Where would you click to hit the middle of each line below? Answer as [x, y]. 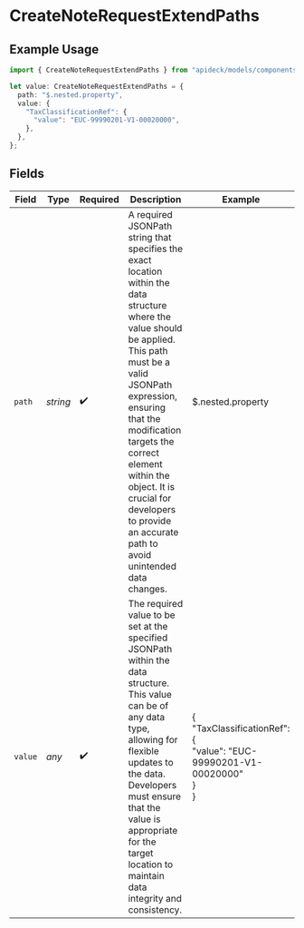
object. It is [151, 486]
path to [143, 543]
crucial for [150, 498]
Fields [27, 174]
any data [147, 717]
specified [148, 638]
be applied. [152, 339]
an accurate [153, 532]
